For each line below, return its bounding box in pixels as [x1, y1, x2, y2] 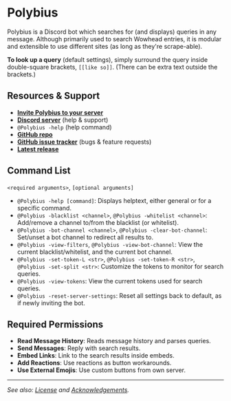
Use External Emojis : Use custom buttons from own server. [16, 366, 186, 374]
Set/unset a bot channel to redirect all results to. [16, 232, 153, 241]
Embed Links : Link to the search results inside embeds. [16, 351, 175, 360]
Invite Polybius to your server [16, 108, 104, 116]
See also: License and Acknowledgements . [7, 386, 129, 394]
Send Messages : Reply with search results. [16, 344, 141, 352]
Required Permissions [7, 318, 104, 330]
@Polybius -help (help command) [16, 122, 112, 131]
